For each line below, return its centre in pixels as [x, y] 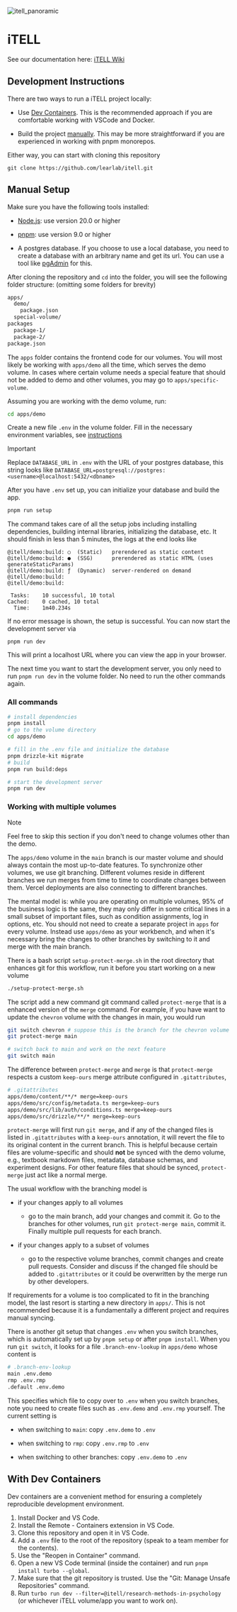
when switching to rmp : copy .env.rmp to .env [83, 1443]
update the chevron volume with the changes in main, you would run [106, 1017]
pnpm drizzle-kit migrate [45, 756]
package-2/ [30, 337]
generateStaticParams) [41, 565]
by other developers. [58, 1281]
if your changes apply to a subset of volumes [83, 1245]
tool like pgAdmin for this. [55, 263]
